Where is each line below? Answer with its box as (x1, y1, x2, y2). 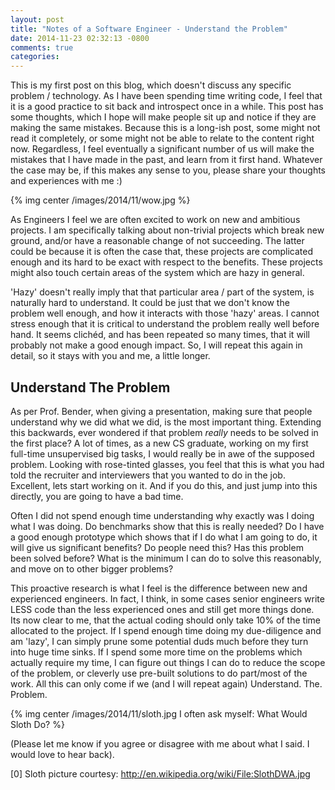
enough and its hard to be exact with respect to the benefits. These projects (10, 256, 323, 268)
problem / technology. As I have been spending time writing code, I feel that (10, 90, 323, 102)
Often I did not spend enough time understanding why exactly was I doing (10, 509, 315, 521)
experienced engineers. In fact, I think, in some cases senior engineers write (10, 592, 325, 605)
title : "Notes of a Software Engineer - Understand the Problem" (10, 24, 288, 34)
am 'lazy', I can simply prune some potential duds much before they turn (10, 635, 309, 647)
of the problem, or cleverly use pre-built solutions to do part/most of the (10, 667, 308, 679)
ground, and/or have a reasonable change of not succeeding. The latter (10, 235, 305, 247)
